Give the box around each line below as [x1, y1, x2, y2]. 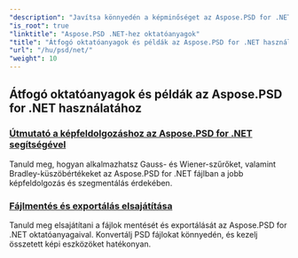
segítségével [9, 138, 67, 151]
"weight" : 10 [9, 54, 58, 63]
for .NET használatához [9, 101, 142, 116]
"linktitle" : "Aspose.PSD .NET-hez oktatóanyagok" [9, 29, 200, 38]
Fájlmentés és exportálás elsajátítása [9, 199, 173, 212]
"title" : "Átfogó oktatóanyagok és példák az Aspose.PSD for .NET [9, 37, 260, 47]
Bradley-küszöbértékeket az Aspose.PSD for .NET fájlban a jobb [9, 168, 244, 178]
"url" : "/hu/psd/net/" [9, 46, 93, 55]
